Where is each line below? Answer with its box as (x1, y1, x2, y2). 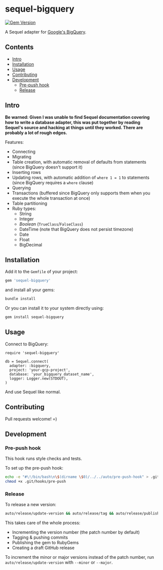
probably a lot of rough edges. (5, 130, 67, 135)
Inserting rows (12, 169, 41, 175)
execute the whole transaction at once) (12, 195, 91, 201)
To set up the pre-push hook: (5, 465, 64, 471)
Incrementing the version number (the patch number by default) (12, 530, 140, 535)
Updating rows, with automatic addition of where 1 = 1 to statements (12, 174, 149, 180)
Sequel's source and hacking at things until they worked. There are (5, 124, 143, 130)
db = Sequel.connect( (5, 359, 49, 364)
